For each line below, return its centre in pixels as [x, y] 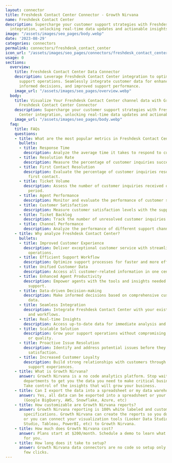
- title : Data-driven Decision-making [60, 291]
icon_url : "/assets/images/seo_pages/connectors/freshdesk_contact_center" [88, 53]
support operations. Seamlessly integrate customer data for [85, 81]
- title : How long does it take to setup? [60, 443]
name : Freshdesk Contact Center [40, 19]
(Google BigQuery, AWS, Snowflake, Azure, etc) [75, 400]
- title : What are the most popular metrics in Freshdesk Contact [87, 139]
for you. [33, 438]
